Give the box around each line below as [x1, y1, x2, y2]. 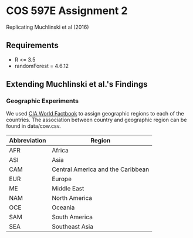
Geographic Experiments [6, 97, 79, 105]
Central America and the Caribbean [52, 165, 150, 174]
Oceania [52, 203, 75, 212]
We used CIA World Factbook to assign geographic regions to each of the [6, 110, 184, 117]
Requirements [6, 40, 59, 50]
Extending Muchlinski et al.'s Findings [6, 79, 148, 89]
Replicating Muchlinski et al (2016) [6, 23, 89, 30]
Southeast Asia [52, 223, 94, 231]
